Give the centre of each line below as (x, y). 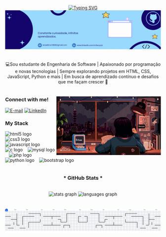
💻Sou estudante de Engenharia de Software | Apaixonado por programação (83, 64)
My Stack (17, 123)
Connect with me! (27, 100)
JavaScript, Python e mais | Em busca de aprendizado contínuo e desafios (83, 77)
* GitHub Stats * (83, 178)
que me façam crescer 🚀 (83, 82)
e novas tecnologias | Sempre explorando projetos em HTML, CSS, (83, 72)
